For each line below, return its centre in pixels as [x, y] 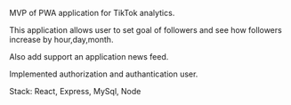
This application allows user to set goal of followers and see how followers [145, 30]
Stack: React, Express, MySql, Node [75, 91]
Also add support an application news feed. [89, 57]
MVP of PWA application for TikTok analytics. [92, 13]
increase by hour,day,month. [61, 40]
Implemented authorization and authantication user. [104, 74]
